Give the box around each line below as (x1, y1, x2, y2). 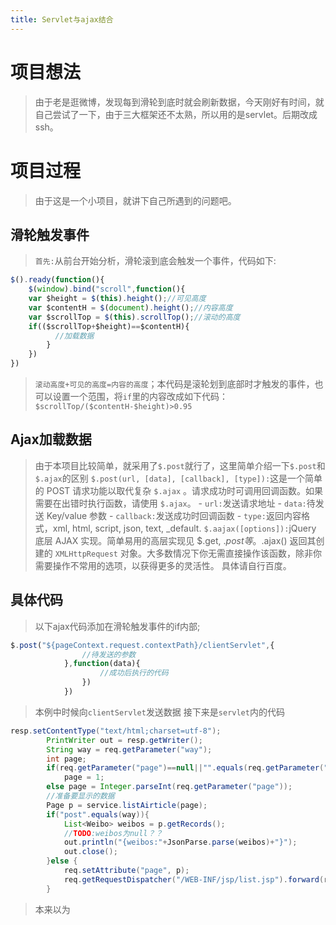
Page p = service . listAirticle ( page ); (46, 800, 208, 810)
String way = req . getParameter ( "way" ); (46, 744, 213, 755)
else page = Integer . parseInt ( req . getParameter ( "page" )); (46, 782, 293, 792)
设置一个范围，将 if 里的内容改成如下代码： (52, 391, 229, 403)
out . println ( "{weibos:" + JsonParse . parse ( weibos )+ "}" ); (63, 837, 298, 848)
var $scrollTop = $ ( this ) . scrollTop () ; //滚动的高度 (28, 312, 241, 322)
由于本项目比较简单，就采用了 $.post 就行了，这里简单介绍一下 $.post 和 (34, 459, 326, 471)
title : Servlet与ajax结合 (10, 14, 114, 25)
